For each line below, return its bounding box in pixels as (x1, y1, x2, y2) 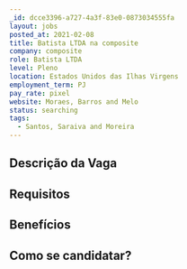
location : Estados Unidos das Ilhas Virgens (9, 72, 179, 81)
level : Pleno (9, 64, 58, 73)
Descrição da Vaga (9, 155, 118, 172)
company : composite (9, 47, 83, 56)
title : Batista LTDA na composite (9, 38, 139, 48)
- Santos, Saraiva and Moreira (17, 123, 135, 132)
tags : (9, 114, 30, 123)
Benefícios (9, 218, 71, 233)
